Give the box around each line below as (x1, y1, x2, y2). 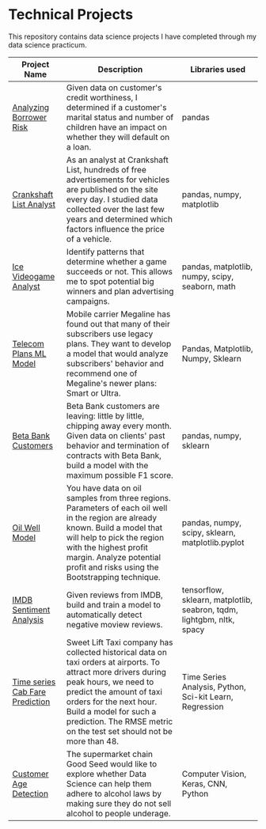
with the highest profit (66, 542, 148, 553)
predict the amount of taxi (66, 686, 162, 697)
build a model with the (66, 460, 149, 471)
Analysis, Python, (181, 681, 247, 692)
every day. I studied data (66, 194, 158, 205)
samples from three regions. (66, 492, 172, 503)
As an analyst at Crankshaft (66, 154, 169, 165)
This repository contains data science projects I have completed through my (8, 32, 257, 41)
